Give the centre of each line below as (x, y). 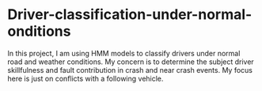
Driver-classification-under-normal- (130, 15)
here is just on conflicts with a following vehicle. (85, 78)
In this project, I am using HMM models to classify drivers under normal (124, 53)
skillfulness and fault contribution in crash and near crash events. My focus (130, 70)
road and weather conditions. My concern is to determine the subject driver (131, 62)
